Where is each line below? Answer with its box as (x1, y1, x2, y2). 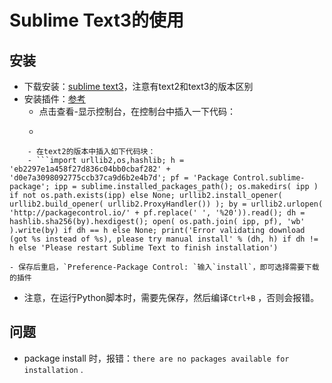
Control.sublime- (232, 173, 306, 183)
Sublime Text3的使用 (9, 9, 185, 32)
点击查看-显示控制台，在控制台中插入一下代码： (38, 106, 237, 117)
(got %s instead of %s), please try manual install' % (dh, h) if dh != (9, 234, 319, 244)
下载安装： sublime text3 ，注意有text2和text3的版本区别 (23, 81, 254, 92)
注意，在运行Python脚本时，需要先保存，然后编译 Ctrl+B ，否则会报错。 (23, 292, 320, 303)
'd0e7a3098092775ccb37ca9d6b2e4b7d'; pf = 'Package (9, 173, 229, 183)
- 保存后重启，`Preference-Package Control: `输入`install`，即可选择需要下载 (9, 262, 320, 272)
